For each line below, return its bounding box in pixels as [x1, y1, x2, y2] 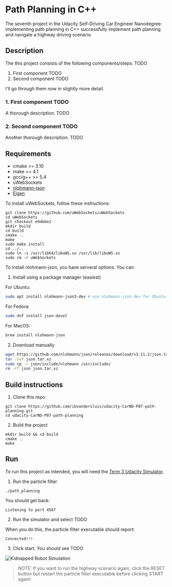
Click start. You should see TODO [12, 545, 83, 551]
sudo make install [5, 242, 45, 247]
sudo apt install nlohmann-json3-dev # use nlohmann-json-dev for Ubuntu [5, 294, 166, 299]
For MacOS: [5, 322, 31, 328]
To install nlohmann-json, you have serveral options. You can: [5, 264, 135, 270]
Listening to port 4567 [5, 507, 56, 512]
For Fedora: [5, 303, 30, 309]
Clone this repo [12, 394, 45, 400]
